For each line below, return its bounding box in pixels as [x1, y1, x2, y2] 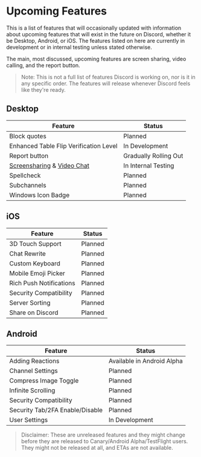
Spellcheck [9, 171, 41, 180]
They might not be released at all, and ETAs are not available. [21, 444, 173, 452]
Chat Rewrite [9, 249, 46, 258]
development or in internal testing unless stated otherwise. [6, 44, 153, 51]
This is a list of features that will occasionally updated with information [6, 24, 182, 31]
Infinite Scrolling [9, 386, 56, 395]
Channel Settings [9, 367, 59, 375]
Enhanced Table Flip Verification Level [9, 141, 118, 150]
